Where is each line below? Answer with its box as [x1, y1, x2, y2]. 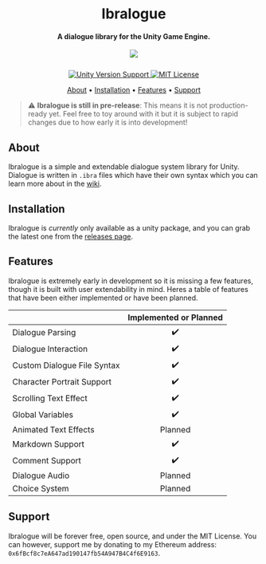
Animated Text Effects [12, 424, 95, 435]
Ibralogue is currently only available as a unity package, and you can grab [8, 223, 251, 233]
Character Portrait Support [12, 377, 112, 388]
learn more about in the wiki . [8, 179, 102, 188]
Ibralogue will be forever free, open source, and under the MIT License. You [8, 531, 257, 541]
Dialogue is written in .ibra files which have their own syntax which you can [8, 171, 259, 180]
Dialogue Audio [12, 470, 70, 481]
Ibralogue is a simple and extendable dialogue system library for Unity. [8, 162, 241, 172]
